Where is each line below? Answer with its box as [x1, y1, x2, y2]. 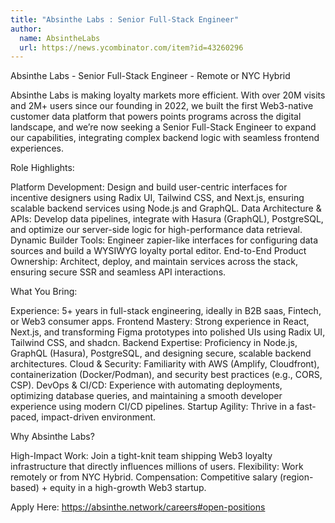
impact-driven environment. [41, 411, 157, 423]
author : [10, 24, 43, 34]
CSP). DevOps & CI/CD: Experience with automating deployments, [10, 379, 283, 391]
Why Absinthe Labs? [10, 431, 95, 443]
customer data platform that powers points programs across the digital [10, 111, 302, 123]
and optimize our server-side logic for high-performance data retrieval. [10, 224, 303, 236]
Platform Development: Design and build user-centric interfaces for [10, 181, 288, 193]
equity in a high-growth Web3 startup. [49, 482, 207, 494]
